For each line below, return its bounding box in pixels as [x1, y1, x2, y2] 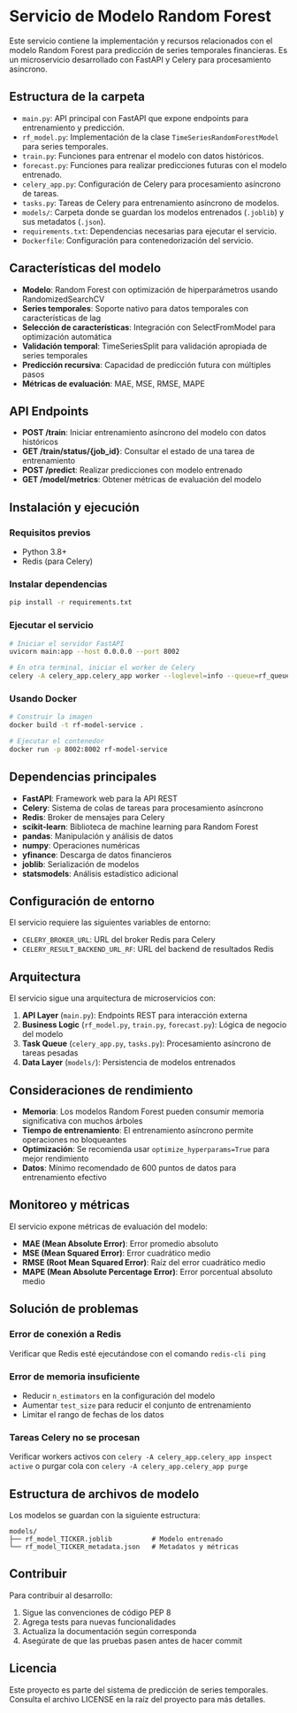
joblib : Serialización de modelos [21, 858, 140, 869]
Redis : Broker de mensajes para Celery [21, 811, 165, 822]
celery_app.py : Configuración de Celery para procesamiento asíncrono [21, 179, 281, 189]
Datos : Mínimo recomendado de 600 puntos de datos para [21, 1163, 237, 1173]
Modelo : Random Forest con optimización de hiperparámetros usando [21, 284, 278, 295]
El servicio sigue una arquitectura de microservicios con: [9, 993, 217, 1003]
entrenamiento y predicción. [21, 122, 126, 133]
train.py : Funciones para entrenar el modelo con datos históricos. [21, 150, 264, 161]
